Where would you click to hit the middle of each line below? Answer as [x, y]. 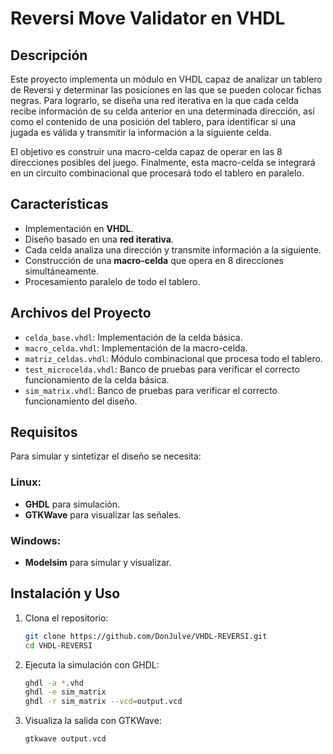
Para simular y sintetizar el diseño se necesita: [106, 456]
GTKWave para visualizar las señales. [103, 514]
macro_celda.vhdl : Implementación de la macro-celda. [136, 348]
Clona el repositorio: [66, 618]
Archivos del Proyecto [81, 313]
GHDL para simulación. [72, 504]
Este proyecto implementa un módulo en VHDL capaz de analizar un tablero [166, 79]
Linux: [26, 482]
